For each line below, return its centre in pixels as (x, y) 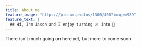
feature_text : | (23, 19)
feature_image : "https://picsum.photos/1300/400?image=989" (71, 15)
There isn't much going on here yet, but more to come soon (68, 39)
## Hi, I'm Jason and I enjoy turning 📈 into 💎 (63, 24)
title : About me (23, 10)
